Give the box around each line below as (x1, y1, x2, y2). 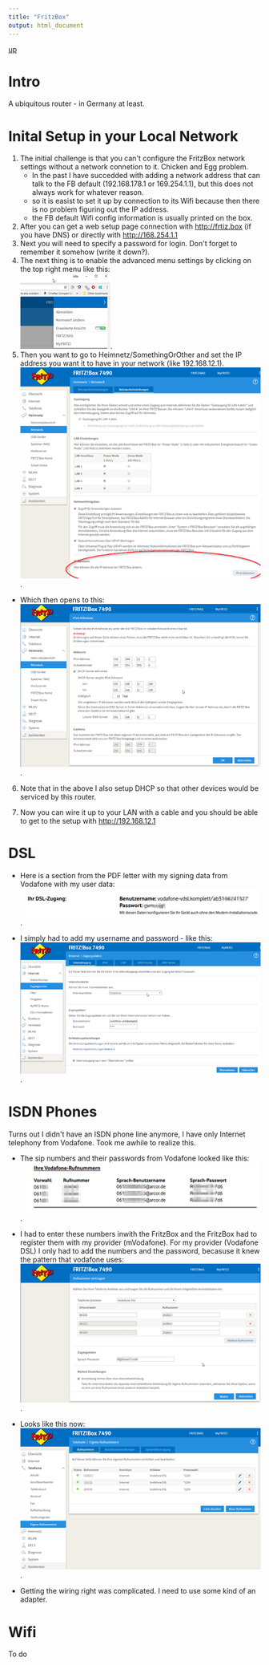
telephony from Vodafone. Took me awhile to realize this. (8, 1138, 196, 1148)
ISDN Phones (8, 1103, 98, 1121)
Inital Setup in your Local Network (8, 127, 239, 145)
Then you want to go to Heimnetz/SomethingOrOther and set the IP (19, 350, 243, 360)
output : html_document (8, 21, 84, 30)
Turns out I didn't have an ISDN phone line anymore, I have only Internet (8, 1129, 246, 1139)
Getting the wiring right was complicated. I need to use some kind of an (19, 1586, 256, 1596)
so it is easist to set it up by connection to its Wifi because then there (31, 196, 260, 206)
